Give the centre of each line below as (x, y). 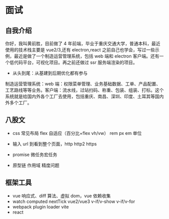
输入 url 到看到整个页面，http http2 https (55, 143)
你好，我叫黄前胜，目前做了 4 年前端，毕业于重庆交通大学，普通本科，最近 (83, 44)
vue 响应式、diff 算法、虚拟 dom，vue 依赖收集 (62, 196)
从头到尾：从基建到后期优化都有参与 (50, 73)
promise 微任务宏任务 (35, 155)
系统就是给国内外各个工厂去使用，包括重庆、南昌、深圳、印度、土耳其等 (80, 96)
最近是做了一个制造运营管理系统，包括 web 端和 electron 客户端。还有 (87, 56)
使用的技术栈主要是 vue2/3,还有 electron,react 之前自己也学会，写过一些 (80, 50)
